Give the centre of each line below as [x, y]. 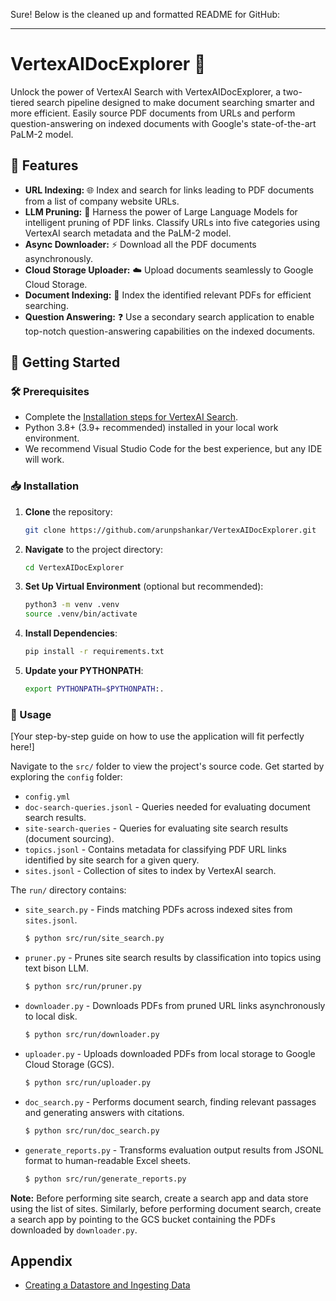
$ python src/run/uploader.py [88, 1082]
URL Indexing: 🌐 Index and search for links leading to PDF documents [169, 190]
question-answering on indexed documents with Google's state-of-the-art [163, 123]
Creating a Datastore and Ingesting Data [107, 1285]
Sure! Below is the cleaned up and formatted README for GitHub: [145, 14]
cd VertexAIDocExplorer [74, 567]
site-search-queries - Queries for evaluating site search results [156, 828]
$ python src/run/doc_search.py [92, 1130]
